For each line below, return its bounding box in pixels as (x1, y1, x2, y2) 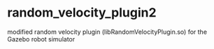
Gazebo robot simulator (7, 35, 76, 43)
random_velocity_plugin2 (7, 5, 157, 21)
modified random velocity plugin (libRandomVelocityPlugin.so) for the (7, 28, 208, 36)
